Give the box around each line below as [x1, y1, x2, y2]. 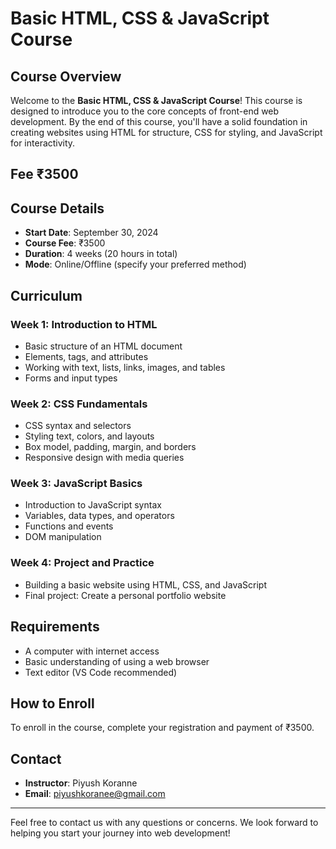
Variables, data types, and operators [24, 510, 175, 522]
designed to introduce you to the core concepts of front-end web [10, 105, 280, 117]
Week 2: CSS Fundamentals [10, 397, 148, 411]
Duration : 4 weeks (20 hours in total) [24, 248, 178, 260]
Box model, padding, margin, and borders [24, 441, 197, 453]
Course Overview [10, 68, 122, 85]
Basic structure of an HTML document [24, 340, 183, 352]
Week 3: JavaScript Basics [10, 477, 143, 491]
